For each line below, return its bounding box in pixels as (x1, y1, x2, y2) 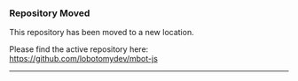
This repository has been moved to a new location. (9, 27, 194, 38)
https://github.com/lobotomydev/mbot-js (9, 54, 158, 64)
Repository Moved (9, 7, 90, 19)
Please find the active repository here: (9, 44, 149, 55)
